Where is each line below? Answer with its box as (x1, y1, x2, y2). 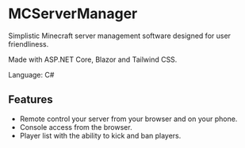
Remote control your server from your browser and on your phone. (19, 114, 238, 123)
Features (8, 93, 53, 107)
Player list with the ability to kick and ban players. (19, 131, 182, 140)
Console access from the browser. (19, 122, 132, 131)
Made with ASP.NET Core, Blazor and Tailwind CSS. (8, 55, 178, 64)
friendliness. (8, 39, 49, 48)
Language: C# (8, 70, 55, 79)
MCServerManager (8, 5, 138, 23)
